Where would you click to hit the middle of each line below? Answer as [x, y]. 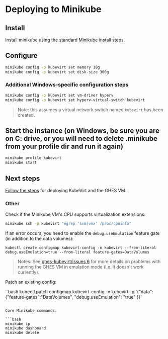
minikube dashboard [26, 328]
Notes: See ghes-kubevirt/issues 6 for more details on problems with [89, 262]
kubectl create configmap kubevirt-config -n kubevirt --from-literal [81, 248]
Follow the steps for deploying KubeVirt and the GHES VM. [66, 190]
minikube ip [18, 324]
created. [26, 115]
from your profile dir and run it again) [64, 146]
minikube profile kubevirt [33, 158]
